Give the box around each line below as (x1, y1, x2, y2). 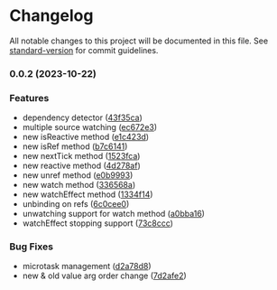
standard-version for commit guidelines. (9, 44, 159, 55)
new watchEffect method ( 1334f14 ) (22, 189, 153, 200)
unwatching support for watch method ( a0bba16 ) (22, 209, 206, 220)
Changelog (9, 5, 94, 26)
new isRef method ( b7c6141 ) (22, 141, 128, 152)
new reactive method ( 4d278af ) (22, 160, 142, 172)
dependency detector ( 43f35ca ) (22, 112, 143, 123)
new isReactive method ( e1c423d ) (22, 132, 150, 143)
